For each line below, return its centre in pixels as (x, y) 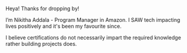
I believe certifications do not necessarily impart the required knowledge (93, 37)
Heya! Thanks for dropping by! (43, 9)
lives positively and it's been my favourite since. (64, 26)
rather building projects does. (41, 44)
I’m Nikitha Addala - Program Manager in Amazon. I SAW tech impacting (93, 20)
